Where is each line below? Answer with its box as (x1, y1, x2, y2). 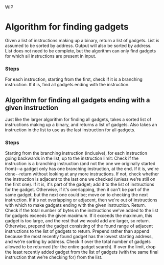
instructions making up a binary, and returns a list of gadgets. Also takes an (5, 122, 158, 128)
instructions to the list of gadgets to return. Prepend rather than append (5, 228, 150, 234)
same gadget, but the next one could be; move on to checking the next (5, 192, 148, 198)
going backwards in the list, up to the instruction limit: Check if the (5, 155, 139, 161)
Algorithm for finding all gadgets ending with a (5, 96, 150, 104)
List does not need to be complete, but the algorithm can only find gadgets (5, 48, 156, 53)
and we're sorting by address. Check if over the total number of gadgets (5, 239, 151, 244)
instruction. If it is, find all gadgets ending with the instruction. (5, 82, 130, 88)
